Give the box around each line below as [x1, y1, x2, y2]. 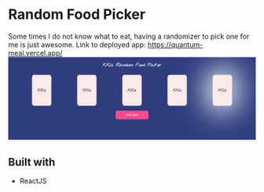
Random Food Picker [8, 6, 146, 24]
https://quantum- [148, 39, 203, 49]
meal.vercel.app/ [8, 48, 63, 57]
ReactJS [19, 176, 47, 186]
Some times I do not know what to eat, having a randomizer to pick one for [8, 31, 250, 41]
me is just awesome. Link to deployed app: [8, 39, 147, 49]
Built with [8, 155, 56, 168]
